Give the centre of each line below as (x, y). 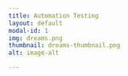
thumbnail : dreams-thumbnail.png (64, 46)
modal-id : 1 (28, 30)
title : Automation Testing (54, 16)
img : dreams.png (35, 38)
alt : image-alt (34, 53)
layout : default (35, 23)
